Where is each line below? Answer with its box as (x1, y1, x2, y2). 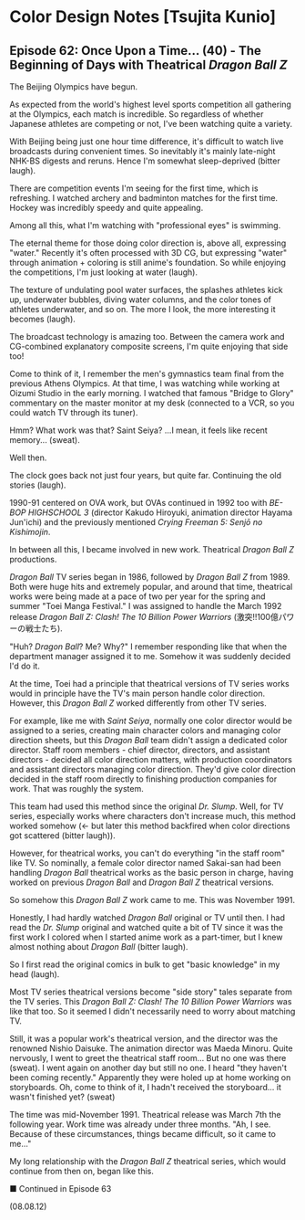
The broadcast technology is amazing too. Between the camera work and (9, 331, 285, 342)
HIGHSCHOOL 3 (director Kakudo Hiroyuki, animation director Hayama (27, 507, 293, 518)
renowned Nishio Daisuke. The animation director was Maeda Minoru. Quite (9, 1043, 293, 1054)
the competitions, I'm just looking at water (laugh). (9, 267, 198, 278)
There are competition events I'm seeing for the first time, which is (9, 183, 259, 194)
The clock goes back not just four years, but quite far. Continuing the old (9, 470, 282, 480)
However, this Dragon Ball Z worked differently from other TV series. (9, 698, 267, 709)
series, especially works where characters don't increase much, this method (9, 811, 296, 821)
